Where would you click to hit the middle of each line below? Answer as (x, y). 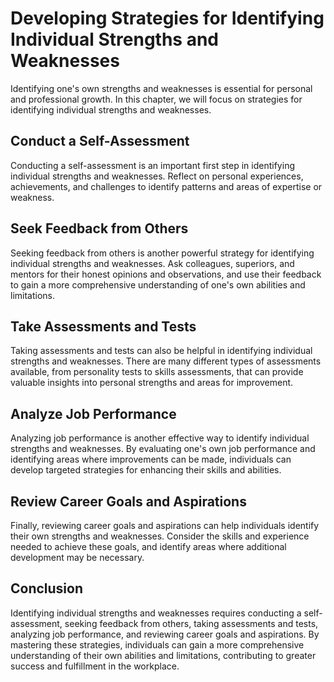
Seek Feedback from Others (99, 228)
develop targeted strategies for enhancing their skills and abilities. (146, 470)
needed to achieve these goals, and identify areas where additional (148, 546)
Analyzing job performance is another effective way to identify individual (160, 438)
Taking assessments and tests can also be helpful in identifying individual (161, 351)
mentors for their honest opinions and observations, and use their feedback (166, 274)
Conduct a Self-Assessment (100, 141)
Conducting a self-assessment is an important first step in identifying (152, 165)
